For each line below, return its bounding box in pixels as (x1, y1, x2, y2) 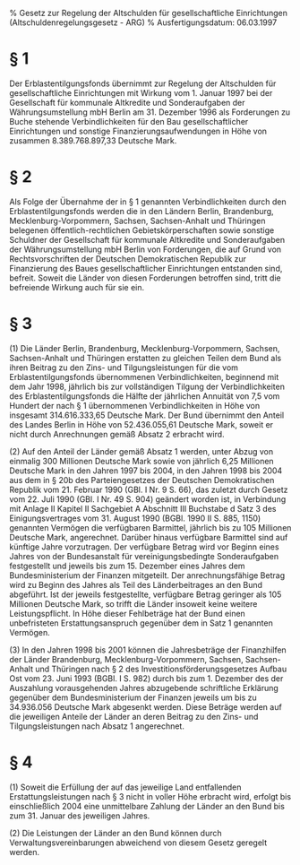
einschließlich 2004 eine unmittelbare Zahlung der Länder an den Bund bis (9, 800, 285, 811)
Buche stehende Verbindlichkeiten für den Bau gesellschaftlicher (9, 116, 249, 126)
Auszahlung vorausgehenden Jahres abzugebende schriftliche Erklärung (9, 682, 279, 693)
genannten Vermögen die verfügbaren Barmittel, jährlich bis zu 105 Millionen (9, 522, 292, 532)
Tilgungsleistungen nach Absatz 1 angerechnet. (9, 721, 185, 731)
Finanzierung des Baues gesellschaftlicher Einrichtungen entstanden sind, (9, 263, 283, 273)
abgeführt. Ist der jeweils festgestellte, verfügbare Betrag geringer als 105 (9, 589, 282, 600)
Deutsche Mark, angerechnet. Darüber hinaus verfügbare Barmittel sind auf (9, 532, 288, 542)
